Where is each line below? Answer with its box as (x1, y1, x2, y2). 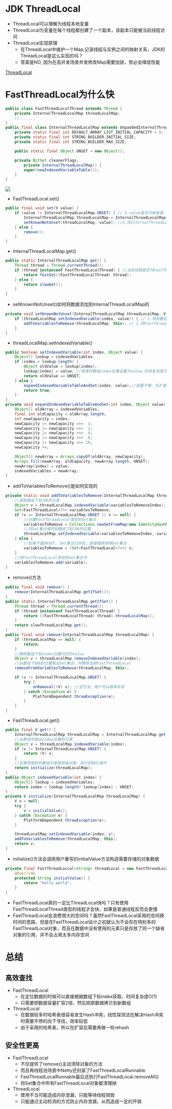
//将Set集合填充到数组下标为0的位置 (24, 527, 91, 532)
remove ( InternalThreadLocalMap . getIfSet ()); (14, 590, 111, 595)
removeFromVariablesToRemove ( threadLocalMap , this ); (14, 666, 130, 671)
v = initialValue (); (24, 808, 68, 813)
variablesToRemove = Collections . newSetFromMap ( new (24, 521, 137, 527)
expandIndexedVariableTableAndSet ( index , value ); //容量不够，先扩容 (24, 383, 167, 388)
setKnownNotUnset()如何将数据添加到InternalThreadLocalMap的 (12, 301, 149, 308)
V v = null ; (14, 799, 40, 804)
